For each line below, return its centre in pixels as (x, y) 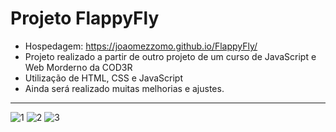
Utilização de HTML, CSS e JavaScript (104, 78)
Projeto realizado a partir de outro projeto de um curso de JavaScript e (170, 56)
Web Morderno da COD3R (78, 67)
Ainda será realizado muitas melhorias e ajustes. (124, 88)
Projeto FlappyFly (85, 18)
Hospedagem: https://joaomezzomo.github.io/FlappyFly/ (141, 46)
